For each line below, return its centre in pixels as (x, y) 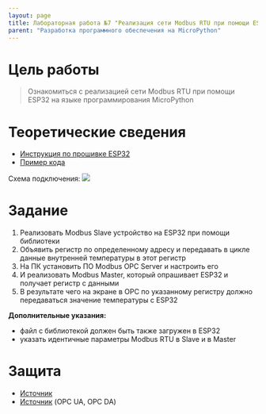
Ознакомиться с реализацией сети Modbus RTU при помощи (131, 91)
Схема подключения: (44, 178)
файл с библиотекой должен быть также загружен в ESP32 (120, 331)
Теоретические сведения (97, 132)
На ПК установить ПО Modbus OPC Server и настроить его (119, 266)
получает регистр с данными (69, 283)
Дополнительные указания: (57, 316)
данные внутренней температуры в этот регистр (103, 258)
